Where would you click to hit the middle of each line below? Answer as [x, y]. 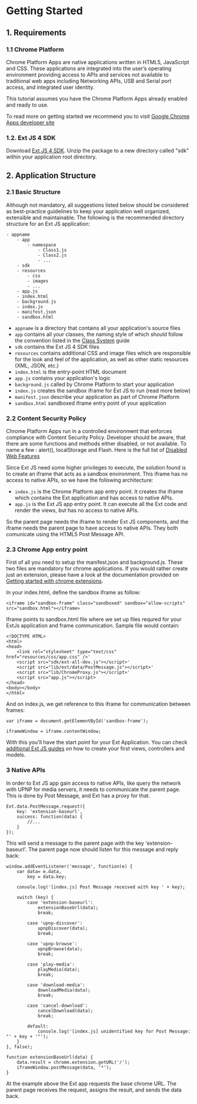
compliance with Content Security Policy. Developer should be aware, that [96, 438]
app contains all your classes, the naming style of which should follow [99, 334]
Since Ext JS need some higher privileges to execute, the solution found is [96, 468]
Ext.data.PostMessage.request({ [46, 806]
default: [38, 1026]
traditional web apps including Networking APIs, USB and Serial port [89, 81]
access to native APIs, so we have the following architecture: [80, 480]
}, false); [19, 1047]
